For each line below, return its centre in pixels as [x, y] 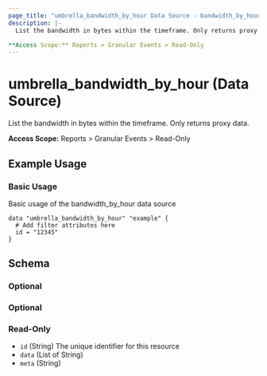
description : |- [35, 23]
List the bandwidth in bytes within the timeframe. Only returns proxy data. [129, 123]
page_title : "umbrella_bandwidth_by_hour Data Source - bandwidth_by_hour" [136, 16]
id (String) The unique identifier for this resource [100, 347]
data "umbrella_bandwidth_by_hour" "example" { [89, 218]
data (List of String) [51, 354]
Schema [29, 264]
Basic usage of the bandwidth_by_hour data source [92, 203]
